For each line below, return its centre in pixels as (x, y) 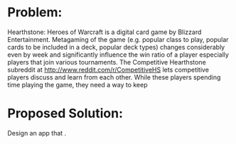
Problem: (35, 12)
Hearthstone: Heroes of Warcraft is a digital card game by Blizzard (104, 32)
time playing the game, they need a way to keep (77, 84)
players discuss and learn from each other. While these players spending (114, 77)
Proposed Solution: (65, 113)
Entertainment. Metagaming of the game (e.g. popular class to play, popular (118, 39)
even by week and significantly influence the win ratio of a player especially (118, 55)
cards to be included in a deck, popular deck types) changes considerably (116, 47)
